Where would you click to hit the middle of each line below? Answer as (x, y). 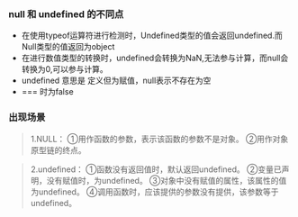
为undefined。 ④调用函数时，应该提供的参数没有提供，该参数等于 (155, 192)
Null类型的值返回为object (68, 47)
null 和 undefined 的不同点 (66, 14)
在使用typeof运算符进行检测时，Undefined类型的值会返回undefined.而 (152, 36)
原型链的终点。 (58, 149)
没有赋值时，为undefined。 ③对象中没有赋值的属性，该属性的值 (167, 180)
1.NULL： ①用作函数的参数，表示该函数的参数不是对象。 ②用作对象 (159, 139)
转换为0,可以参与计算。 (65, 69)
